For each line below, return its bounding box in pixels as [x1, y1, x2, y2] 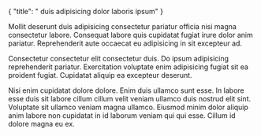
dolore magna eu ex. [8, 119, 75, 128]
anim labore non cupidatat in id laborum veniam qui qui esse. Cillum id [8, 111, 236, 120]
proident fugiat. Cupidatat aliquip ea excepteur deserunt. [8, 71, 192, 79]
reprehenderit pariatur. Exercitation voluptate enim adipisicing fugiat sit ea [8, 62, 248, 72]
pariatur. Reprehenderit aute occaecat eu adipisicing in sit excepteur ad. [8, 39, 243, 48]
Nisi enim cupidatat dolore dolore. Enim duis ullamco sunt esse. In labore [8, 86, 244, 95]
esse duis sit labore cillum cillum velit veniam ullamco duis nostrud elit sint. [8, 94, 252, 103]
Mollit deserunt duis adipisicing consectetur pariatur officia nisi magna [8, 22, 237, 31]
